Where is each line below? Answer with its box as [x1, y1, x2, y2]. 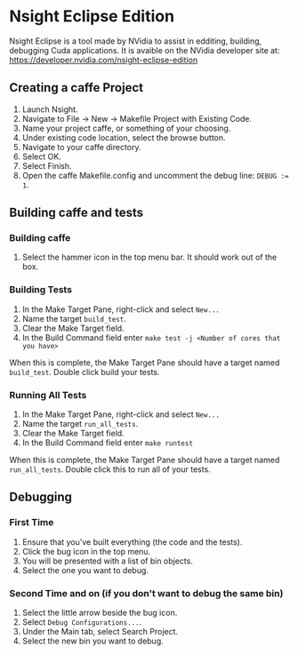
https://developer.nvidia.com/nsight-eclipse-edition [9, 54, 198, 65]
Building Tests [9, 284, 73, 296]
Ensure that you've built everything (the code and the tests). [21, 536, 243, 547]
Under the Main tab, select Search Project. [21, 627, 179, 637]
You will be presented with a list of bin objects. [21, 555, 193, 566]
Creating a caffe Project [9, 80, 144, 95]
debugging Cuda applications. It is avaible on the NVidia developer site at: [9, 44, 280, 55]
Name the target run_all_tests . [21, 419, 139, 429]
